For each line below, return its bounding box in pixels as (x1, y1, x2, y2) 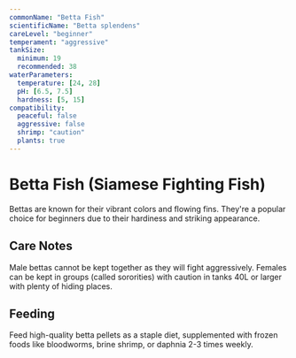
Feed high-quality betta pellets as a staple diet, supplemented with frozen (9, 330, 278, 340)
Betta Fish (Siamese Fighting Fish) (9, 174, 266, 194)
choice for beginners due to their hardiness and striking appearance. (9, 213, 261, 224)
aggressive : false (17, 120, 86, 129)
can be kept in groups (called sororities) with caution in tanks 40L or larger (9, 271, 282, 282)
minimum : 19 (17, 54, 62, 63)
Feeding (9, 306, 56, 321)
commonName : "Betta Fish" (9, 12, 105, 22)
